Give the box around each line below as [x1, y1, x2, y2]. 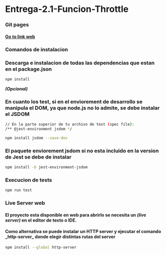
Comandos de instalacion [5, 46, 68, 53]
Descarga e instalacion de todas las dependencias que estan [5, 59, 155, 66]
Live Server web [5, 199, 45, 206]
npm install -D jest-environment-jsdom [5, 165, 88, 170]
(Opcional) [5, 85, 28, 91]
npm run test [5, 188, 32, 193]
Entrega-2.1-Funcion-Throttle [5, 3, 129, 15]
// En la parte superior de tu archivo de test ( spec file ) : [5, 122, 135, 127]
